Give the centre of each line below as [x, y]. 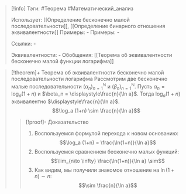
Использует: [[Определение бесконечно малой [70, 20]
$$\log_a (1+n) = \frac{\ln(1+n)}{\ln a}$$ [108, 142]
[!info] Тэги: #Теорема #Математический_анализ [72, 8]
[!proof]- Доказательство [57, 122]
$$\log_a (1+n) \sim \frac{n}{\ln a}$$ [96, 111]
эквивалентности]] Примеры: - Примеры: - [65, 32]
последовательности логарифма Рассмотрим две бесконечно [89, 79]
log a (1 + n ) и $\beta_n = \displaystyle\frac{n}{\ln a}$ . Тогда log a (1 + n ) [96, 95]
